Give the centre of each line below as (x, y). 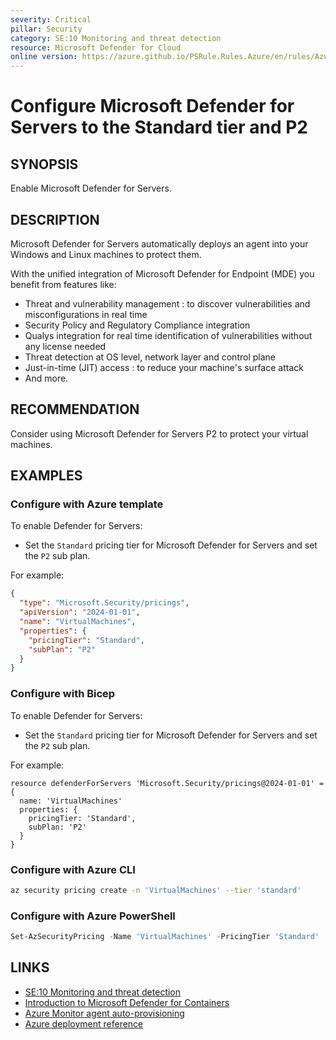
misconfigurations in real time (86, 314)
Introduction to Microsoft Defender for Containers (127, 1002)
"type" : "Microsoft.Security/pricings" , (104, 603)
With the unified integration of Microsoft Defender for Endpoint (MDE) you (162, 273)
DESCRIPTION (55, 219)
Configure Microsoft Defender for (152, 106)
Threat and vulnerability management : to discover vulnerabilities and (167, 303)
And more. (46, 378)
